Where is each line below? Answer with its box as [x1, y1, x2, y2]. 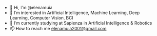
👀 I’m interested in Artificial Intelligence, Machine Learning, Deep [9, 10, 140, 16]
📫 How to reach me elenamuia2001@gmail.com [9, 26, 107, 31]
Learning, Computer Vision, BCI [9, 15, 74, 20]
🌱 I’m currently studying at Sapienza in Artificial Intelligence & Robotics [9, 20, 152, 26]
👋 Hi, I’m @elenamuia [9, 5, 53, 10]
